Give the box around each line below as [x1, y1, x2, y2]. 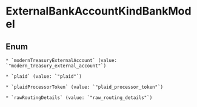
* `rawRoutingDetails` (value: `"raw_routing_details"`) [5, 95, 153, 101]
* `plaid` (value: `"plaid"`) [5, 74, 82, 80]
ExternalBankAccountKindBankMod [5, 4, 192, 18]
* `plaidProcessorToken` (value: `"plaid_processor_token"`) [5, 84, 164, 90]
